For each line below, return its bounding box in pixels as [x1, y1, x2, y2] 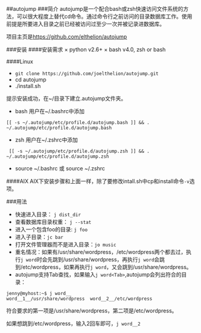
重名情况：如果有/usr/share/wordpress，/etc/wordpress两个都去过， [14, 249, 187, 255]
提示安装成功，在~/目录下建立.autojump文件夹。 [6, 95, 127, 102]
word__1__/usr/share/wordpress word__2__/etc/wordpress [6, 296, 153, 302]
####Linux [6, 58, 33, 65]
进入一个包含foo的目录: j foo [14, 226, 88, 233]
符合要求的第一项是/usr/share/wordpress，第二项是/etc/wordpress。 [6, 307, 177, 314]
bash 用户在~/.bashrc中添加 [14, 108, 85, 114]
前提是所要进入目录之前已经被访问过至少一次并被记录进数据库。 [6, 20, 165, 27]
